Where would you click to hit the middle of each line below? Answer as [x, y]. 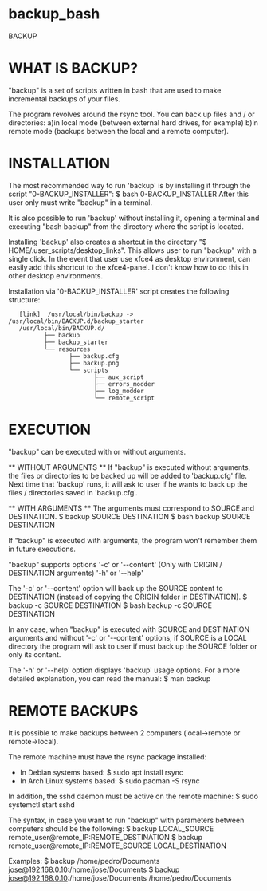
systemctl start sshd [41, 804]
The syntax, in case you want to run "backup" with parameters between [126, 820]
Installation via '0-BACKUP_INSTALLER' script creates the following [119, 291]
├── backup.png [94, 363]
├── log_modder [119, 391]
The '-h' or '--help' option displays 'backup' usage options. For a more [124, 670]
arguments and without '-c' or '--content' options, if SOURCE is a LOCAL [128, 637]
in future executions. [42, 549]
